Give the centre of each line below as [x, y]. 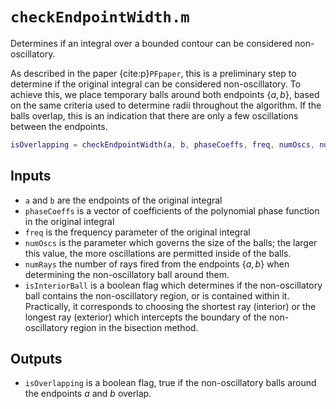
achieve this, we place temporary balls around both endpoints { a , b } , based [165, 94]
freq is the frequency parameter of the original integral [137, 232]
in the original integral [69, 221]
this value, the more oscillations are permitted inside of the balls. [158, 253]
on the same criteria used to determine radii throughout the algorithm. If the [166, 105]
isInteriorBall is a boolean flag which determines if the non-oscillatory [173, 285]
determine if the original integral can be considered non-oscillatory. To [156, 84]
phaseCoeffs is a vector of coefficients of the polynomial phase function [172, 210]
